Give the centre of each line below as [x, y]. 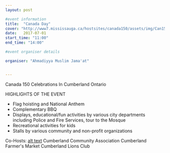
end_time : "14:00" [25, 43]
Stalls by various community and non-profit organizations [72, 131]
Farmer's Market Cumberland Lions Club [48, 146]
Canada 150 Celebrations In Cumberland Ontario [56, 84]
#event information [26, 19]
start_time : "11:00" [27, 38]
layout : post [19, 10]
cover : [12, 28]
